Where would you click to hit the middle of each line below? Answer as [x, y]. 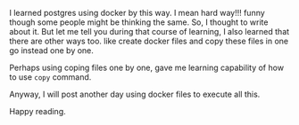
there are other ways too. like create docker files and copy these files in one [149, 41]
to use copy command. [50, 77]
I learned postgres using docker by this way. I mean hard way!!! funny [137, 13]
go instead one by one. [51, 51]
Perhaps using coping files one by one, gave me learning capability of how [146, 67]
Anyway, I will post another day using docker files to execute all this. [135, 94]
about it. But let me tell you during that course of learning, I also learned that [149, 31]
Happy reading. [37, 111]
